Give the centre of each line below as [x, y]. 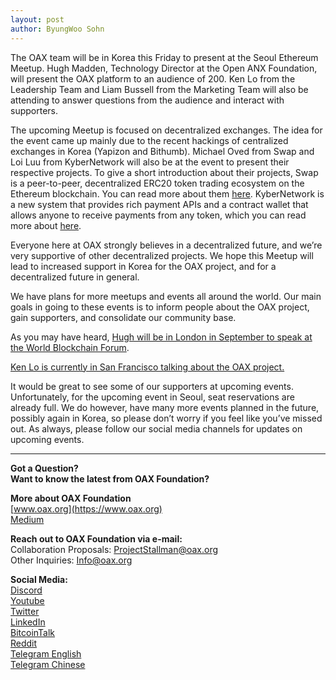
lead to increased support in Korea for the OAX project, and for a [143, 266]
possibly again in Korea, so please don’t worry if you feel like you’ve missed [166, 418]
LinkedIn [28, 622]
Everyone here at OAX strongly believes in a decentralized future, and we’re [166, 245]
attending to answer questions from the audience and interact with [147, 100]
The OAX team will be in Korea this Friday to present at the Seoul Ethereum [164, 57]
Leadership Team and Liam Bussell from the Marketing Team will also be [159, 89]
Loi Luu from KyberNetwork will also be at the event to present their [150, 162]
